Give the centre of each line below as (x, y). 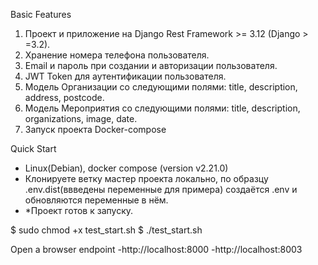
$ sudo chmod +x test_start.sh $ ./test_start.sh (106, 230)
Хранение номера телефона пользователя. (117, 55)
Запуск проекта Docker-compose (95, 129)
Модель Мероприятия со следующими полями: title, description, (162, 108)
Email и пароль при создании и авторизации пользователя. (151, 65)
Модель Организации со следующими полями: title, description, (161, 87)
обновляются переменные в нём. (96, 200)
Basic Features (41, 14)
